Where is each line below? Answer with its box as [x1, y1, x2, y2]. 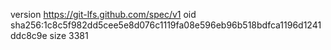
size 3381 [49, 30, 89, 41]
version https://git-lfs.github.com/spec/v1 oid [10, 9, 197, 20]
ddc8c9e [10, 30, 48, 41]
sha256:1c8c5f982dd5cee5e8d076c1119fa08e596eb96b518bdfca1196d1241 [10, 19, 322, 31]
